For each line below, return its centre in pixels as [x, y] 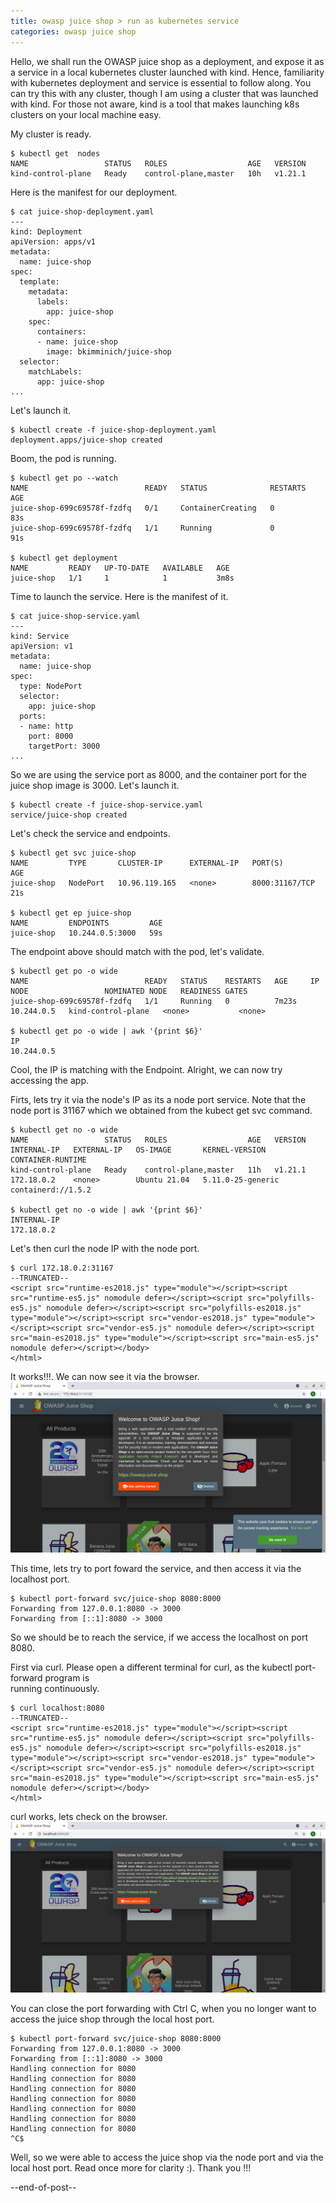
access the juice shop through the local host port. [112, 2019]
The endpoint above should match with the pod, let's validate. [137, 951]
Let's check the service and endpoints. [90, 833]
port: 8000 [51, 736]
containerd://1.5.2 [51, 1190]
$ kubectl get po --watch [64, 478]
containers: [61, 331]
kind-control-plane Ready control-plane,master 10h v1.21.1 [158, 173]
